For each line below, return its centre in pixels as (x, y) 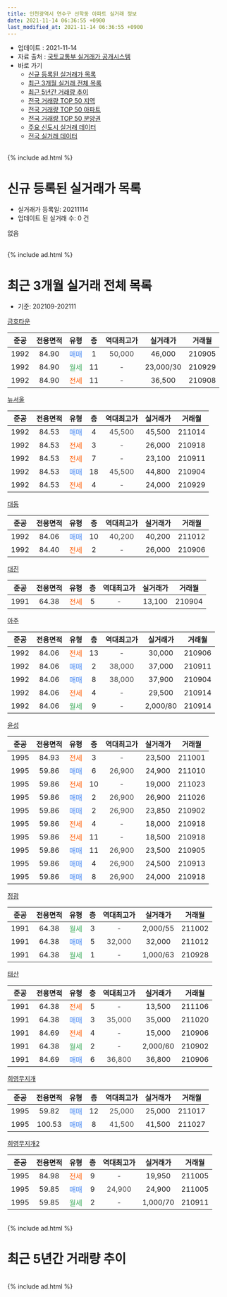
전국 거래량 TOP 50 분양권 (64, 119)
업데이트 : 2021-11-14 (47, 48)
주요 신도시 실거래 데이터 (62, 127)
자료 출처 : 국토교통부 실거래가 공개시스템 (74, 56)
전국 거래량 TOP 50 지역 (61, 101)
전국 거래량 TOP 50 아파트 (64, 109)
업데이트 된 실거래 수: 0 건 (53, 218)
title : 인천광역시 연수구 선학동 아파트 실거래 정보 (72, 14)
